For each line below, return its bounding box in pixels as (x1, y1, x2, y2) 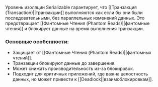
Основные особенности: (5, 38, 69, 45)
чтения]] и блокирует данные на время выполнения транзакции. (5, 26, 144, 32)
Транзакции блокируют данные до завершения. (12, 60, 116, 66)
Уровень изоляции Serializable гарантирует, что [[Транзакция (5, 5, 137, 10)
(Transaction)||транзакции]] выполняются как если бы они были (5, 10, 143, 16)
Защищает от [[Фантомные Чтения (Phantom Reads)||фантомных (12, 50, 152, 56)
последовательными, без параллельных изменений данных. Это (5, 15, 145, 21)
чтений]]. (12, 55, 33, 61)
